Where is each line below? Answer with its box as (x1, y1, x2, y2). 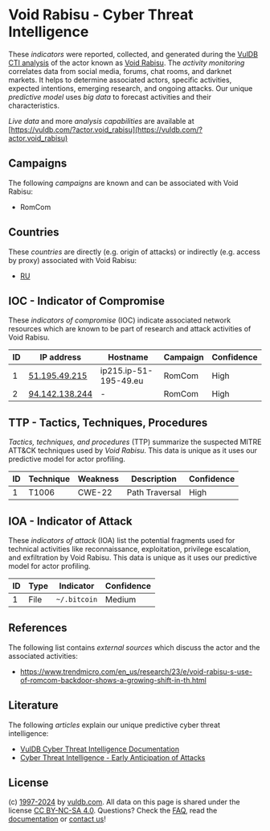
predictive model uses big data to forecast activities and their (8, 92, 211, 101)
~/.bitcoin (55, 595, 98, 604)
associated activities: (8, 651, 79, 660)
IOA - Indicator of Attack (8, 514, 133, 528)
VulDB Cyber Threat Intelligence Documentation (19, 744, 180, 754)
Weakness (77, 473, 119, 484)
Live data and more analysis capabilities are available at (8, 116, 194, 125)
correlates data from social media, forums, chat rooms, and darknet (8, 66, 232, 76)
